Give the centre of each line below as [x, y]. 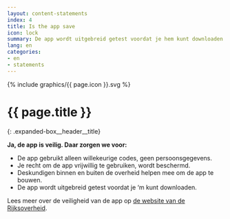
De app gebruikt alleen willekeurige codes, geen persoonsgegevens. [114, 158]
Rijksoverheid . [27, 208]
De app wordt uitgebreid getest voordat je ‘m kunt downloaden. [107, 187]
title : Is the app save [41, 26]
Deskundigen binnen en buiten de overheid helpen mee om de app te [115, 172]
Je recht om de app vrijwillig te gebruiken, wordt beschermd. [104, 165]
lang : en [20, 45]
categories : [24, 52]
